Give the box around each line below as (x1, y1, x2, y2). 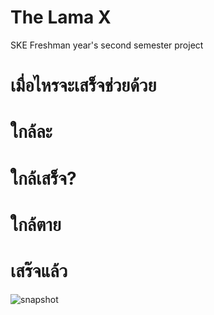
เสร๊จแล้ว (10, 259, 68, 282)
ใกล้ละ (10, 121, 53, 143)
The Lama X (10, 6, 112, 29)
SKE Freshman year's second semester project (10, 39, 204, 51)
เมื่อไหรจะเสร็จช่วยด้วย (10, 74, 157, 97)
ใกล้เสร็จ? (10, 167, 77, 190)
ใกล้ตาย (10, 213, 62, 236)
